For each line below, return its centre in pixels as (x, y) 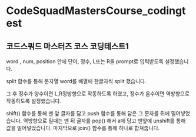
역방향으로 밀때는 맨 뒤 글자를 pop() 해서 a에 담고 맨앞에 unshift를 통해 (104, 121)
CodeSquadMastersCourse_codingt (96, 11)
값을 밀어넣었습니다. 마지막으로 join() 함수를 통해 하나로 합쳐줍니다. (83, 128)
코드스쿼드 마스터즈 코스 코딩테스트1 (68, 46)
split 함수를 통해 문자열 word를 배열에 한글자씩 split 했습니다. (76, 81)
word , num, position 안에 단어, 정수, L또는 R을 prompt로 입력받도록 (85, 61)
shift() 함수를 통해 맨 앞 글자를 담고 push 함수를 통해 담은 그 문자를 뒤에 (88, 113)
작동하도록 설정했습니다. (34, 101)
